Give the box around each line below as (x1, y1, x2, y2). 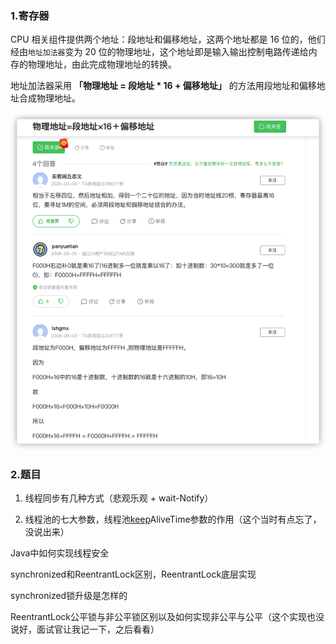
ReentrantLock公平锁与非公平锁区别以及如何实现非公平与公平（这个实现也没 (10, 611, 325, 623)
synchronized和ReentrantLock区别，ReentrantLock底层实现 (10, 568, 257, 581)
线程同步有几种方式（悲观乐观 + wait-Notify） (24, 492, 214, 504)
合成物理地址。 (18, 92, 81, 104)
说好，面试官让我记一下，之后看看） (10, 623, 160, 636)
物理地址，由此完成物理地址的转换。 (27, 58, 177, 71)
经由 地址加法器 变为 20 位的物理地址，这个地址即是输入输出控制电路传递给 (10, 46, 309, 58)
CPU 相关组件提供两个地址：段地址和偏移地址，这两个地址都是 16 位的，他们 (10, 33, 326, 46)
